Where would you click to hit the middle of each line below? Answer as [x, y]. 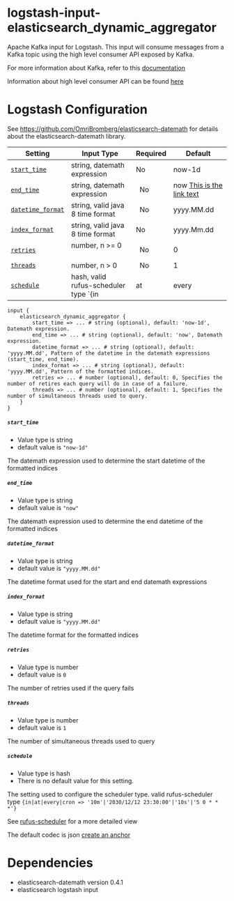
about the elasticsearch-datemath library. [67, 136]
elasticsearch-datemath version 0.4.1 [70, 882]
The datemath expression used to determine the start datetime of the [106, 461]
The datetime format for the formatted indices [73, 635]
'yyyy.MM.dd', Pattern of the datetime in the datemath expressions [109, 353]
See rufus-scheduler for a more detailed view [72, 821]
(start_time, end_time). [43, 359]
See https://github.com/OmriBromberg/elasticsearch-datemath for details [113, 129]
